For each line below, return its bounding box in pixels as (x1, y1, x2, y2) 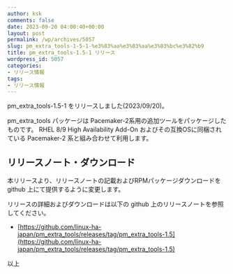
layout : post (7, 29, 45, 37)
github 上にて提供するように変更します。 (7, 185, 125, 194)
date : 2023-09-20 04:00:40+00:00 (7, 23, 105, 30)
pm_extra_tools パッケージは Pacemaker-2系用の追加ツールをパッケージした (7, 117, 227, 125)
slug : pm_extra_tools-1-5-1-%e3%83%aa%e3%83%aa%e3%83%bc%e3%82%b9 (7, 43, 204, 50)
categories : (7, 62, 42, 69)
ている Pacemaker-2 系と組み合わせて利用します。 (7, 134, 153, 143)
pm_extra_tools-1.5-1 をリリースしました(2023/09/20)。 (7, 102, 169, 110)
